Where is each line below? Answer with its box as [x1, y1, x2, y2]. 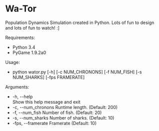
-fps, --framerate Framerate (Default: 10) [12, 120, 96, 126]
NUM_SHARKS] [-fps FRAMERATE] [12, 74, 85, 80]
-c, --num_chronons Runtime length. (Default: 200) [12, 104, 118, 110]
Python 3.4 [12, 44, 35, 50]
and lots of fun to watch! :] [5, 24, 60, 30]
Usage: [5, 59, 20, 65]
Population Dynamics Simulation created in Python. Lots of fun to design [5, 19, 154, 25]
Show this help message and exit [12, 98, 81, 105]
